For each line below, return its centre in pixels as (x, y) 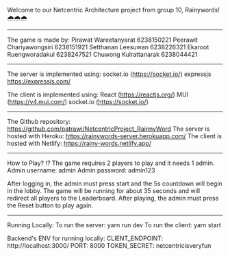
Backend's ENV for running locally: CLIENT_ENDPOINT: (85, 238)
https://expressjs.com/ (39, 81)
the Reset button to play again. (50, 205)
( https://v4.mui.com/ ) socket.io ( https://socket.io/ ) (78, 102)
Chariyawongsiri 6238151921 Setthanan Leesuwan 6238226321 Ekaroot (108, 47)
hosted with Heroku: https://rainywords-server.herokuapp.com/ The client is (115, 136)
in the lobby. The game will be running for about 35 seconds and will (104, 191)
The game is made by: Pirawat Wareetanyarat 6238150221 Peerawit (103, 40)
